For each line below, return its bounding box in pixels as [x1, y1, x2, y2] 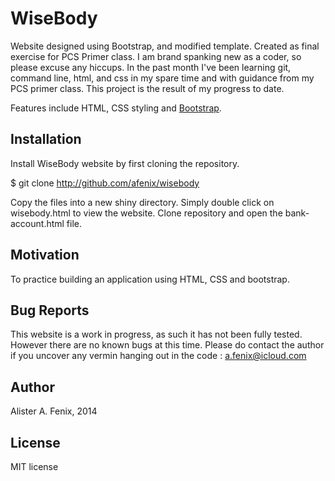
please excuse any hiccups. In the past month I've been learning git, [10, 61, 292, 73]
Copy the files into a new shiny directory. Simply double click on [10, 196, 275, 208]
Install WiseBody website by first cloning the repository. [10, 157, 240, 169]
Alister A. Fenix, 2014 [10, 405, 98, 417]
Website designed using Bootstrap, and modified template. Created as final [10, 40, 320, 52]
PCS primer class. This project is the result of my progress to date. [10, 82, 285, 94]
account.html [10, 217, 65, 229]
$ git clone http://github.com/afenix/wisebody [10, 177, 200, 189]
